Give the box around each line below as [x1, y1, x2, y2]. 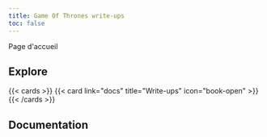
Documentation [8, 118, 89, 131]
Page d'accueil [8, 41, 58, 51]
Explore [8, 64, 49, 78]
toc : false [8, 19, 45, 27]
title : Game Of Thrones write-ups [8, 11, 125, 20]
